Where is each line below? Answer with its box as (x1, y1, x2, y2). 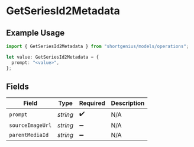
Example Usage (6, 28, 65, 38)
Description (111, 99, 145, 107)
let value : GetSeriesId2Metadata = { (6, 54, 99, 60)
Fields (6, 81, 30, 91)
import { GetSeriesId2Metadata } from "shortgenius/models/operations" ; (6, 43, 189, 49)
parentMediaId (9, 132, 49, 139)
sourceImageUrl (9, 122, 52, 129)
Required (79, 99, 105, 107)
